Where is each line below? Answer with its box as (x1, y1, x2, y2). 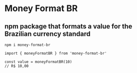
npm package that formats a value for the (4, 22, 132, 30)
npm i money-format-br (4, 43, 51, 47)
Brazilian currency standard (4, 29, 91, 38)
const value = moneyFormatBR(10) (4, 59, 72, 64)
